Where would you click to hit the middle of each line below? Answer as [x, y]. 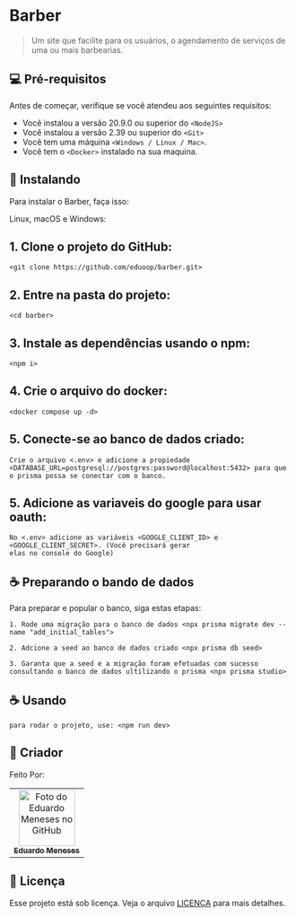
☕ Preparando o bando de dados [102, 582]
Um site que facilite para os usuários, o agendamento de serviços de [158, 40]
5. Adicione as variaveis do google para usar [135, 503]
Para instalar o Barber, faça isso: [70, 201]
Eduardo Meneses [47, 850]
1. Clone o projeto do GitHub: [91, 246]
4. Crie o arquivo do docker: [88, 391]
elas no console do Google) [62, 554]
